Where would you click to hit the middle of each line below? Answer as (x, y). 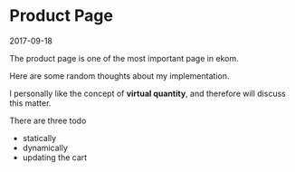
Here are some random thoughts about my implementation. (119, 76)
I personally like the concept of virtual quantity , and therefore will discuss (148, 93)
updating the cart (55, 157)
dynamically (45, 148)
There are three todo (48, 120)
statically (39, 138)
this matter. (30, 103)
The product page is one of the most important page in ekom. (124, 58)
